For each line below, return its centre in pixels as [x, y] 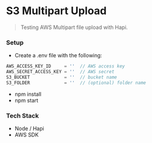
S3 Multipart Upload [57, 11]
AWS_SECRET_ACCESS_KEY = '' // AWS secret [60, 72]
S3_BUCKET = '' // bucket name [62, 77]
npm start [26, 100]
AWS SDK [27, 135]
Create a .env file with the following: [58, 56]
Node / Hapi [29, 129]
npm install [28, 94]
